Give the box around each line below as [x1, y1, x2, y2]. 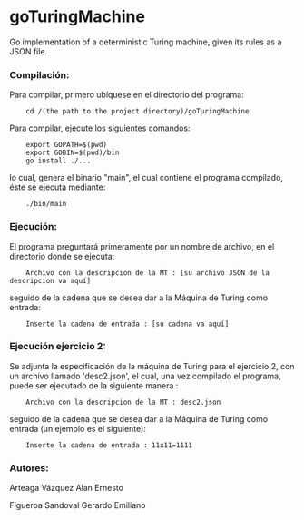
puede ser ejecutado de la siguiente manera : [9, 379, 179, 391]
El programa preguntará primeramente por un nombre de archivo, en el [9, 240, 275, 251]
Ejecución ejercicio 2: [9, 340, 107, 353]
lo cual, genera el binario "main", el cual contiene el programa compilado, [9, 172, 284, 183]
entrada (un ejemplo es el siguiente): [9, 423, 147, 434]
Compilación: [9, 68, 70, 81]
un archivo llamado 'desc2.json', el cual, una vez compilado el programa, [9, 370, 281, 381]
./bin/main [25, 200, 67, 209]
